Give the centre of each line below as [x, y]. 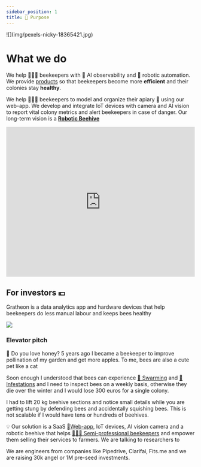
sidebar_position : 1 [32, 12]
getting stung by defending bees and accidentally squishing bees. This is [96, 408]
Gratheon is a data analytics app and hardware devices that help [86, 307]
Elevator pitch [27, 341]
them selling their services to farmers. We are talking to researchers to [93, 439]
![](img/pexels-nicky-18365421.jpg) [50, 34]
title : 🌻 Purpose [28, 17]
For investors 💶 [36, 292]
